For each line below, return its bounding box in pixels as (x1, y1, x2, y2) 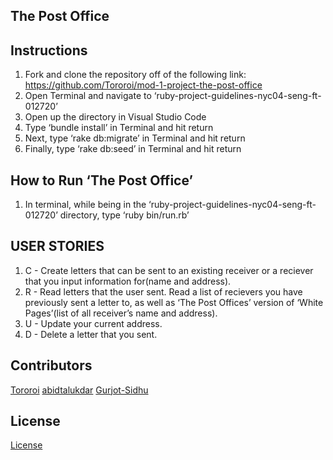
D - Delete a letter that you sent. (24, 328, 158, 340)
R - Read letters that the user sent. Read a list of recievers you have (24, 285, 303, 298)
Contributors (10, 357, 93, 374)
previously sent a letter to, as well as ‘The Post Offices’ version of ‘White (24, 296, 324, 308)
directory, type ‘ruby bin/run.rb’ (59, 209, 190, 221)
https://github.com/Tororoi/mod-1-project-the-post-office (24, 79, 263, 91)
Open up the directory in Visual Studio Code (24, 111, 207, 123)
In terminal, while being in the (24, 199, 147, 211)
